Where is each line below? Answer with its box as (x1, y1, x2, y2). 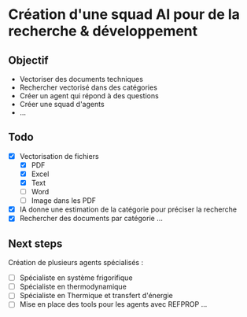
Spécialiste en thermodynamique (19, 282, 127, 292)
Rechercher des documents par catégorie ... (19, 214, 164, 223)
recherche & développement (8, 22, 198, 40)
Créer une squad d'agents (19, 100, 105, 109)
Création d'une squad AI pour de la (8, 6, 240, 24)
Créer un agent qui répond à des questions (19, 91, 159, 100)
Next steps (8, 237, 63, 250)
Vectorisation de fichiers (19, 151, 100, 160)
